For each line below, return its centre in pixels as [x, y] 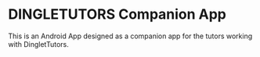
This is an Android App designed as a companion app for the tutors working [130, 36]
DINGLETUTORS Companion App [117, 14]
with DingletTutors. [38, 44]
